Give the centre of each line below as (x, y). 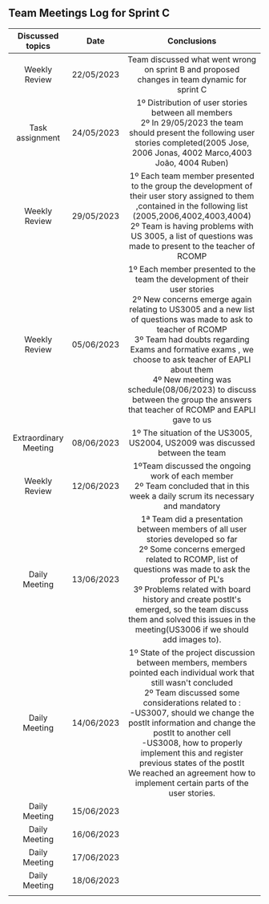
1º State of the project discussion (192, 652)
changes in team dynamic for (192, 79)
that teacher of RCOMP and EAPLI (192, 409)
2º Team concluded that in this (192, 486)
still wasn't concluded (192, 682)
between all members (192, 112)
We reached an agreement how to (192, 772)
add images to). (192, 639)
